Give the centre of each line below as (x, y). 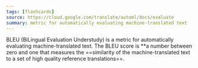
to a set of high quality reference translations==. (65, 59)
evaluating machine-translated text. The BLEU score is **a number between (99, 46)
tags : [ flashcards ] (30, 12)
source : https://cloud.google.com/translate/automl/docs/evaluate (90, 17)
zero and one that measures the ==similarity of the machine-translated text (98, 52)
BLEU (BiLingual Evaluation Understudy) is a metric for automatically (90, 40)
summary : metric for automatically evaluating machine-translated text (97, 23)
